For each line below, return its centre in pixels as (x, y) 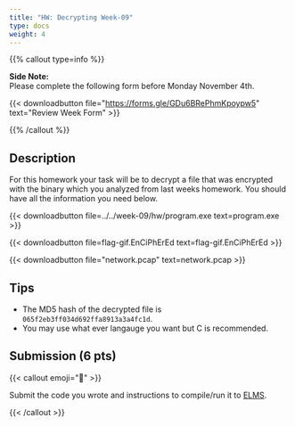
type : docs (29, 26)
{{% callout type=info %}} (57, 60)
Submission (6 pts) (63, 356)
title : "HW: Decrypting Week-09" (71, 17)
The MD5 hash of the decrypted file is (92, 309)
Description (42, 158)
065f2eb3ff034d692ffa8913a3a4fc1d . (87, 319)
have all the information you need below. (84, 199)
